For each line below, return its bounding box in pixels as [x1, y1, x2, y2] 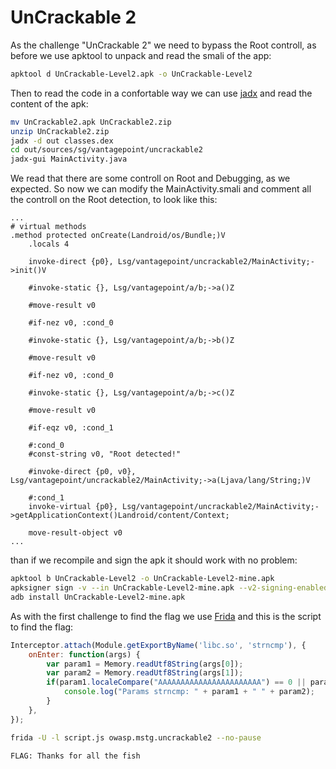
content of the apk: [10, 97, 89, 110]
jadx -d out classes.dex [10, 136, 114, 146]
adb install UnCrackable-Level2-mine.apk [10, 592, 186, 602]
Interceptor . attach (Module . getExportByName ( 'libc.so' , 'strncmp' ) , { [10, 640, 307, 650]
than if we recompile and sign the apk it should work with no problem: [10, 554, 298, 566]
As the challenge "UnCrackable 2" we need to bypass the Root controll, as [10, 39, 317, 51]
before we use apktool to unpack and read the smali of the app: [10, 49, 272, 61]
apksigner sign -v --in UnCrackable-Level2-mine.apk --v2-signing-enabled [10, 583, 329, 593]
